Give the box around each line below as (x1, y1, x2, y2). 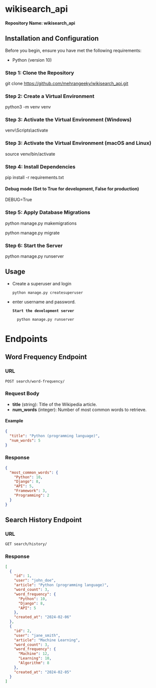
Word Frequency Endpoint (5, 353, 87, 361)
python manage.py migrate (5, 230, 60, 236)
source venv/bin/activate (5, 151, 56, 157)
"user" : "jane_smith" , (14, 633, 61, 638)
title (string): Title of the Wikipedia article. (12, 401, 97, 407)
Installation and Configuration (5, 34, 99, 43)
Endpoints (5, 333, 48, 344)
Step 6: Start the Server (5, 242, 63, 249)
